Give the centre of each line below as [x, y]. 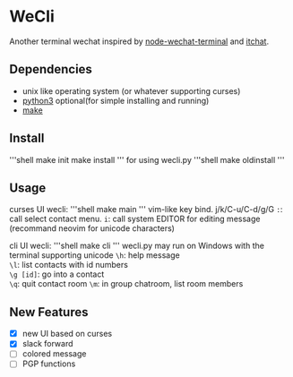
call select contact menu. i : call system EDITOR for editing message [135, 219]
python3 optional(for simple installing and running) [116, 100]
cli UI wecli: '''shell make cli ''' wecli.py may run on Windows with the [137, 246]
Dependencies [51, 69]
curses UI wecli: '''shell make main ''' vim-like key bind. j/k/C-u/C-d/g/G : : [146, 210]
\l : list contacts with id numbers [69, 265]
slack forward [47, 344]
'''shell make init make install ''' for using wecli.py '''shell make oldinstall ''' [147, 159]
